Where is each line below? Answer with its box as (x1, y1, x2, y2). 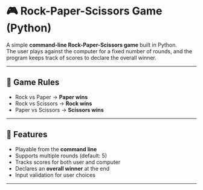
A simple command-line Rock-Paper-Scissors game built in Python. (6, 41, 177, 48)
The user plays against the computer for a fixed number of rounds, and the (6, 47, 193, 54)
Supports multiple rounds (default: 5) (14, 152, 108, 159)
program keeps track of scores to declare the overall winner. (6, 54, 157, 61)
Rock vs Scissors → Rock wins (14, 100, 92, 107)
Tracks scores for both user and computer (14, 158, 121, 166)
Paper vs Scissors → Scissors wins (14, 106, 104, 113)
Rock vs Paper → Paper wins (14, 93, 88, 100)
